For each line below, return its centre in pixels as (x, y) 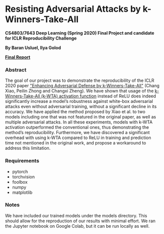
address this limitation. (28, 148)
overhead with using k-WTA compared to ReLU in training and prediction (78, 138)
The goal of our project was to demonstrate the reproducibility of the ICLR (80, 81)
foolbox (20, 182)
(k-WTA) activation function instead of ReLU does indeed (98, 96)
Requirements (22, 161)
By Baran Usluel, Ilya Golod (33, 47)
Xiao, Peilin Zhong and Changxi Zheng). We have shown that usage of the (80, 91)
